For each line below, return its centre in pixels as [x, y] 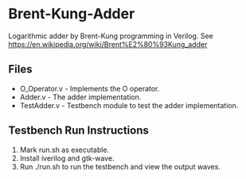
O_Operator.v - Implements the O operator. [90, 88]
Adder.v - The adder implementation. [80, 97]
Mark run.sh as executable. [64, 150]
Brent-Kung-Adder [72, 14]
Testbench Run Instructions [79, 131]
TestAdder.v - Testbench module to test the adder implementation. [129, 105]
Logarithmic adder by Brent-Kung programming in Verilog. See [111, 36]
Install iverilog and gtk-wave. [67, 158]
